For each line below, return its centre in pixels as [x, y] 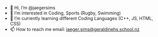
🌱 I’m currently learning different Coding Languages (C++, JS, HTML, [82, 18]
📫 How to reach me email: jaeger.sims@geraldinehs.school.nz [75, 29]
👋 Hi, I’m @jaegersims [33, 8]
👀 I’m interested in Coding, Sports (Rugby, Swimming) [65, 13]
